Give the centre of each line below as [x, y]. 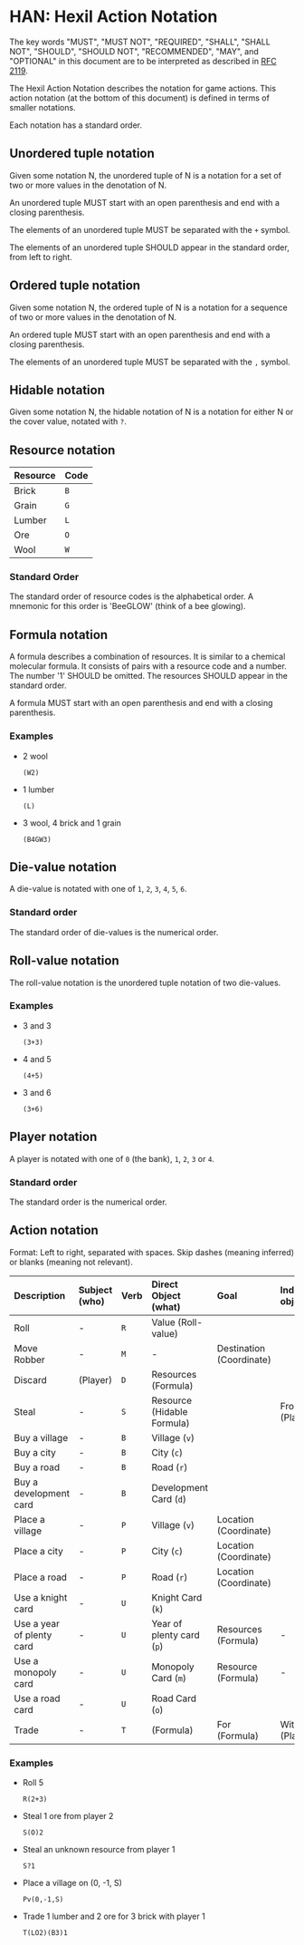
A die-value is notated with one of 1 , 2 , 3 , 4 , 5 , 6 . [98, 889]
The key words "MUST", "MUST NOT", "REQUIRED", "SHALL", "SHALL [140, 42]
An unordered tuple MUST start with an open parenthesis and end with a [145, 202]
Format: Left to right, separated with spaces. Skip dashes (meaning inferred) [152, 1252]
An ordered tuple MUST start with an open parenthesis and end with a [140, 334]
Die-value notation [63, 867]
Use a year [37, 1623]
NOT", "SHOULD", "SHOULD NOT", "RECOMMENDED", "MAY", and [134, 51]
